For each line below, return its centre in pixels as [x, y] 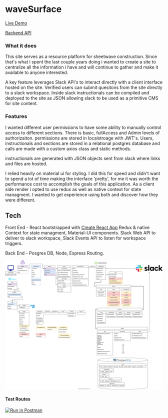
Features [16, 116]
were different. [20, 200]
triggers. [14, 243]
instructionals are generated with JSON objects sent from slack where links [83, 158]
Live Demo [16, 23]
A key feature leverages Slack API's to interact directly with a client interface [84, 82]
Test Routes [18, 399]
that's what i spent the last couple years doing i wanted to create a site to [81, 62]
